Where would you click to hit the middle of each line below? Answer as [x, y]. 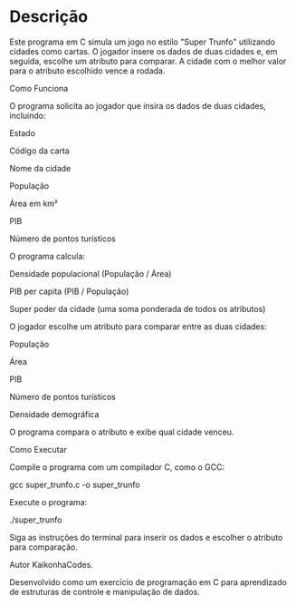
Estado [23, 132]
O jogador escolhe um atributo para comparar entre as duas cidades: [138, 326]
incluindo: [28, 115]
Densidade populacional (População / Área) [91, 273]
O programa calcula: [48, 256]
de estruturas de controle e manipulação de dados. [105, 591]
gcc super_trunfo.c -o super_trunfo [75, 484]
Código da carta [39, 151]
